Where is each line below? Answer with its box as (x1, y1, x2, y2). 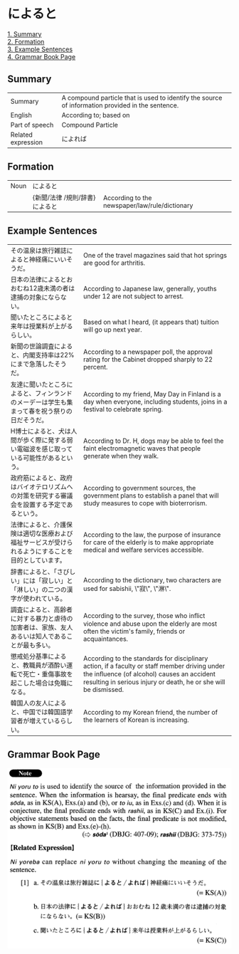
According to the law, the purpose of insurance (83, 530, 221, 539)
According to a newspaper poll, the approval (83, 347, 213, 356)
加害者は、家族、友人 (10, 623, 73, 631)
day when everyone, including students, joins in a (83, 397, 228, 406)
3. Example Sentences (7, 45, 73, 53)
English (10, 110, 32, 119)
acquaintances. (83, 634, 129, 643)
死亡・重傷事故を (22, 670, 73, 678)
